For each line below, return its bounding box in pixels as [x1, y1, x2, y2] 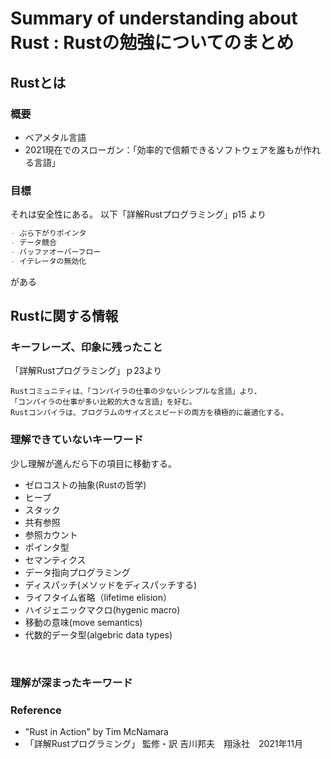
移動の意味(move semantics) [24, 616, 143, 628]
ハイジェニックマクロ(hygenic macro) [24, 603, 181, 616]
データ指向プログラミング [24, 566, 131, 578]
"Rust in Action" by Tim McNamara [24, 725, 169, 737]
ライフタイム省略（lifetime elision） [24, 591, 172, 603]
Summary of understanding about [10, 7, 298, 30]
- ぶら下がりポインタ [10, 228, 87, 239]
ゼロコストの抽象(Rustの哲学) [24, 478, 147, 491]
